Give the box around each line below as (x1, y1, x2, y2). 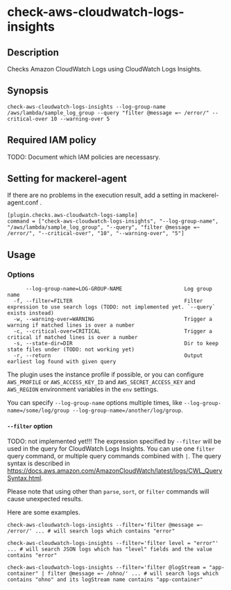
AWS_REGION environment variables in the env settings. (7, 385, 159, 394)
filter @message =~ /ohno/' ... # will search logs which (47, 570, 219, 578)
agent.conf (7, 198, 39, 207)
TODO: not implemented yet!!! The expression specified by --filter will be (7, 437, 222, 446)
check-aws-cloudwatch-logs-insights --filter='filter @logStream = (7, 564, 207, 571)
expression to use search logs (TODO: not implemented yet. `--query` (7, 304, 216, 311)
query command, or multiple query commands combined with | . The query (7, 452, 222, 460)
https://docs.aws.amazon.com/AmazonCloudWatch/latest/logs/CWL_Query (7, 467, 223, 475)
